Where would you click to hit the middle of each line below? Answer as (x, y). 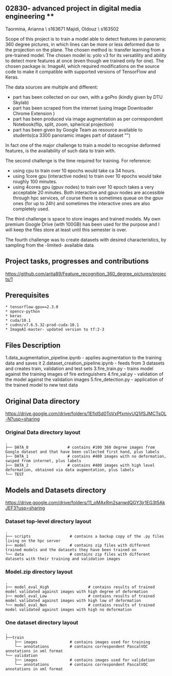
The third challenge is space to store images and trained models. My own (83, 218)
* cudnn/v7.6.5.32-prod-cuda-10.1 (42, 325)
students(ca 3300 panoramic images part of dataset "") (72, 135)
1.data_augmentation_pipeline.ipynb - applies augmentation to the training (83, 358)
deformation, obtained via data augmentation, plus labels (70, 470)
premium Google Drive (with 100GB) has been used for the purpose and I (83, 224)
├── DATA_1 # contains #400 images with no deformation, (86, 456)
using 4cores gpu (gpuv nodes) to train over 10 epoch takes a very (83, 187)
